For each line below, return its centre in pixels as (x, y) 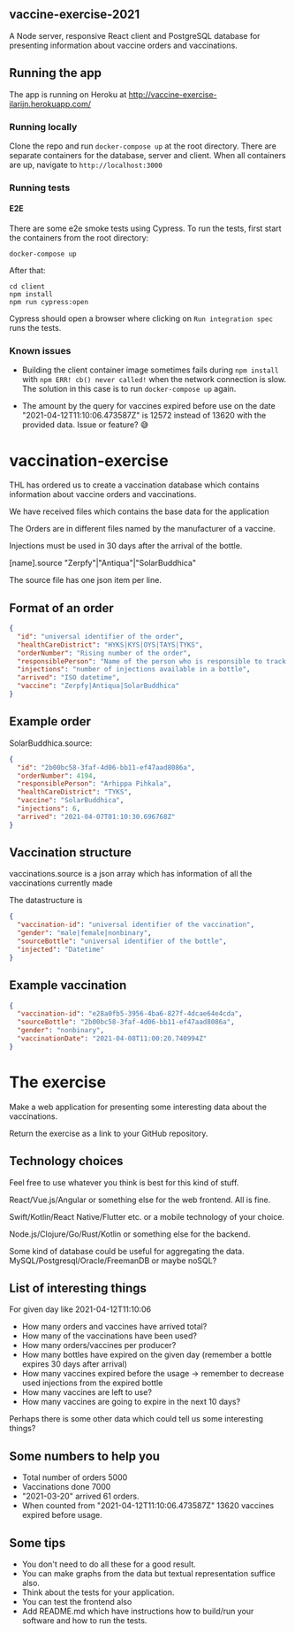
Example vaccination (68, 985)
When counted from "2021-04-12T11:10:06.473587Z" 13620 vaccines (148, 1506)
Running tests (40, 188)
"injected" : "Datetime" (61, 949)
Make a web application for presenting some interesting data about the (138, 1107)
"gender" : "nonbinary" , (61, 1031)
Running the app (55, 73)
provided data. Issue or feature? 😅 (85, 425)
